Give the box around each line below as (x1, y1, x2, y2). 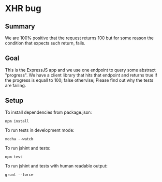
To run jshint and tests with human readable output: (5, 163, 108, 168)
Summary (5, 22, 35, 30)
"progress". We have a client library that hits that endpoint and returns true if (5, 72, 158, 78)
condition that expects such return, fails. (5, 40, 86, 46)
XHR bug (5, 3, 42, 14)
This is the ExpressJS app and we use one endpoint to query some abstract (5, 67, 156, 73)
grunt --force (5, 172, 34, 177)
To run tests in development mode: (5, 127, 74, 133)
